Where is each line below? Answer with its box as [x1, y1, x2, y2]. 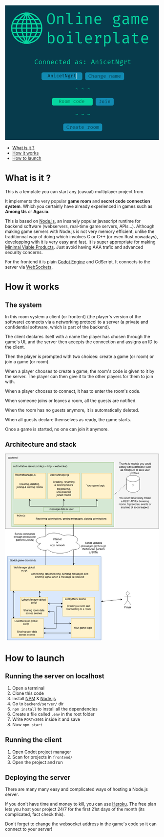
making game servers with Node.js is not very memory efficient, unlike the [5, 228, 155, 234]
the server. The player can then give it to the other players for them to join [5, 374, 154, 380]
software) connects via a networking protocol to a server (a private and [5, 319, 148, 325]
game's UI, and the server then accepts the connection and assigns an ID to [5, 339, 158, 345]
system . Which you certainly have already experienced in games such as [5, 203, 153, 209]
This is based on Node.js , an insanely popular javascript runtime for [5, 218, 141, 224]
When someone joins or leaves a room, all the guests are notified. [5, 398, 137, 404]
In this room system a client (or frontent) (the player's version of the [5, 314, 142, 320]
